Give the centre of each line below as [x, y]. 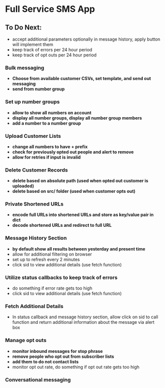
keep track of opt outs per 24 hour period [54, 55]
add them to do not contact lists [45, 361]
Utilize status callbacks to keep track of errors [61, 277]
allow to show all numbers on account [52, 113]
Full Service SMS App [50, 9]
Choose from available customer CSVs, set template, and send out [82, 79]
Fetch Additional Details [34, 306]
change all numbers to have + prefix [50, 146]
